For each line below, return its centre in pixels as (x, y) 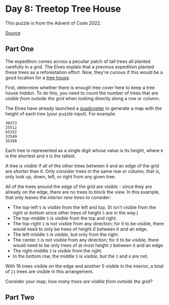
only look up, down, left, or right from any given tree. (61, 176)
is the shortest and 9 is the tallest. (41, 156)
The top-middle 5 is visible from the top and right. (65, 218)
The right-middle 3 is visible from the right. (57, 250)
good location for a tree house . (38, 78)
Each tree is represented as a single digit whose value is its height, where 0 (84, 150)
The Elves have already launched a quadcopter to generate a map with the (84, 108)
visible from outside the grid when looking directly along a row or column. (83, 98)
